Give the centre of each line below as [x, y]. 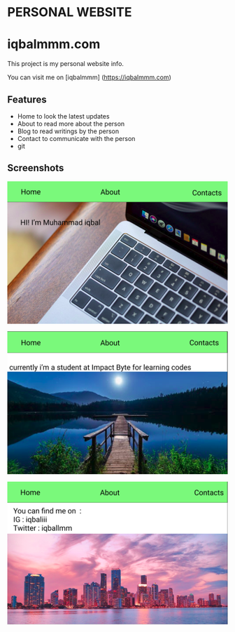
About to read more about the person [71, 123]
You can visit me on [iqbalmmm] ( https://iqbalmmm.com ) [89, 77]
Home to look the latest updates [63, 116]
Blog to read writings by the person [68, 131]
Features [27, 99]
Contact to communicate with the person [76, 138]
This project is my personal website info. [66, 64]
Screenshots [36, 168]
